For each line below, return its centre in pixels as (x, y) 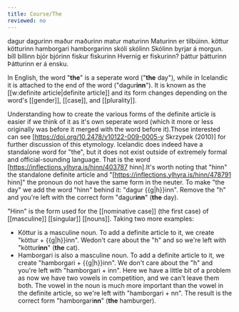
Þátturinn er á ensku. (38, 63)
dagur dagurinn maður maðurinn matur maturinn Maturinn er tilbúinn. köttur (118, 41)
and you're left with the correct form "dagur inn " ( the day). (93, 197)
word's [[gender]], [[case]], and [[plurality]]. (72, 100)
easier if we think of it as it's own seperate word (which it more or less (111, 121)
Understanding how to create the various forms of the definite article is (112, 114)
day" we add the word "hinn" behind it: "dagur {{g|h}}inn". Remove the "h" (117, 189)
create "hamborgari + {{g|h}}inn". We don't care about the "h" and (115, 262)
